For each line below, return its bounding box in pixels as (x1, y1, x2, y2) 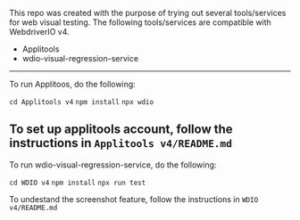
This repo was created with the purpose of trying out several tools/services (9, 8, 287, 18)
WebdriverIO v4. (9, 27, 70, 37)
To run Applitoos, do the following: (9, 79, 136, 89)
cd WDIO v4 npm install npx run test (9, 178, 146, 187)
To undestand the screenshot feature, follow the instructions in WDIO (9, 193, 259, 204)
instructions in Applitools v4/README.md (9, 135, 233, 151)
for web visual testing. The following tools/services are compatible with (9, 17, 272, 28)
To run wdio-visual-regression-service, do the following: (9, 159, 217, 170)
